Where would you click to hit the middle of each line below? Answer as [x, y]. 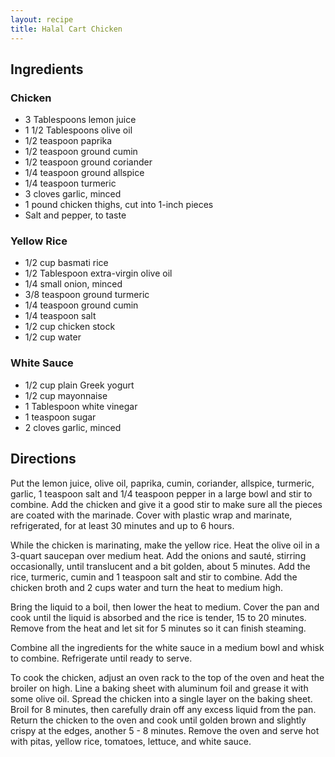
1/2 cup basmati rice [66, 263]
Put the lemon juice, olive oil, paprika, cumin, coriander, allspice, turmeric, [162, 483]
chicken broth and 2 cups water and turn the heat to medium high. [146, 587]
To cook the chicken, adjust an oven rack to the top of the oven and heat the [167, 677]
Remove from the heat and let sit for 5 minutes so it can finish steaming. [158, 628]
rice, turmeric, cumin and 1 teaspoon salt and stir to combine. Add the [154, 577]
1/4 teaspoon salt [60, 316]
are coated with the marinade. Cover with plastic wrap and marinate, [151, 515]
